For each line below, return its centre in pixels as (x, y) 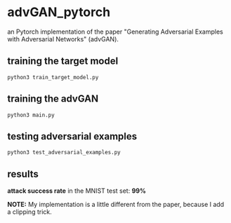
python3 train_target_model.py (53, 77)
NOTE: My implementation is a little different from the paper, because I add (116, 205)
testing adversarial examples (72, 136)
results (23, 174)
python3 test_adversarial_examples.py (64, 153)
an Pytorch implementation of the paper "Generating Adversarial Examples (115, 32)
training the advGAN (53, 99)
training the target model (63, 61)
